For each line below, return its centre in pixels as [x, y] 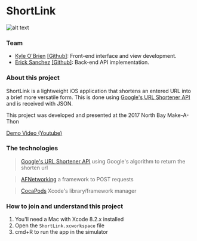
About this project [33, 78]
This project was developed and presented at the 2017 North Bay [86, 115]
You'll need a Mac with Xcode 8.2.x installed [69, 220]
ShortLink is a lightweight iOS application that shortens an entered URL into [98, 91]
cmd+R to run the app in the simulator [61, 232]
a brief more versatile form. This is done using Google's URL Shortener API [98, 97]
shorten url [34, 168]
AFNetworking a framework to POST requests [77, 179]
